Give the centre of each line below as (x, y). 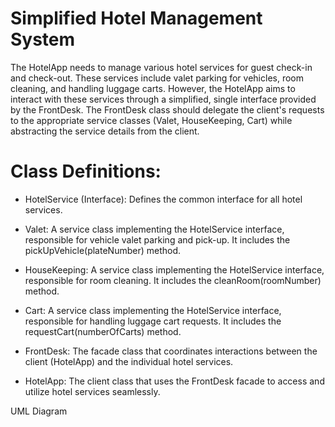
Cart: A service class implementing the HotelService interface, (153, 310)
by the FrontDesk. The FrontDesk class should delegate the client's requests (167, 109)
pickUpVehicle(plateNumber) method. (103, 250)
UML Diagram (39, 411)
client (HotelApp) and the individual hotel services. (129, 361)
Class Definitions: (86, 171)
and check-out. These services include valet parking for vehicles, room (157, 78)
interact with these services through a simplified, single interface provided (163, 99)
